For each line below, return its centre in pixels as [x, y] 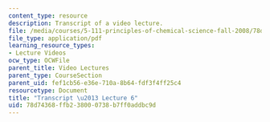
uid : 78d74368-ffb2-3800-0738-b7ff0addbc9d [82, 105]
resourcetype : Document [48, 90]
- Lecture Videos [37, 53]
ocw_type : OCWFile [39, 61]
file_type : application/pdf [55, 38]
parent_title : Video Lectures [59, 68]
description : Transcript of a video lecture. [86, 23]
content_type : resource [48, 16]
